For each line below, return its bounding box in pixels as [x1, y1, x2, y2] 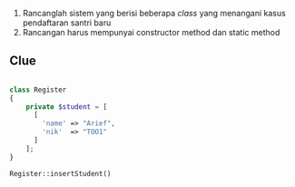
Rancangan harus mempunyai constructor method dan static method [22, 27, 280, 37]
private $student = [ [25, 102, 107, 112]
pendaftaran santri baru [22, 17, 112, 28]
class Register [9, 85, 67, 94]
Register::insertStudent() [9, 169, 112, 178]
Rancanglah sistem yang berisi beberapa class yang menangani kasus [22, 8, 286, 18]
